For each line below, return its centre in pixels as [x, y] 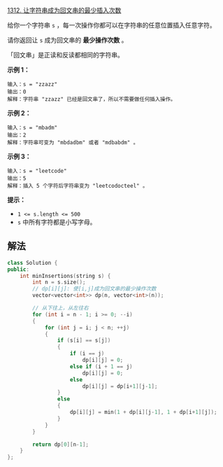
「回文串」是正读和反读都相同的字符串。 [65, 55]
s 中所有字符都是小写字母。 [57, 222]
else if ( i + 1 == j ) [101, 366]
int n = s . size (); [59, 282]
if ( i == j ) [87, 354]
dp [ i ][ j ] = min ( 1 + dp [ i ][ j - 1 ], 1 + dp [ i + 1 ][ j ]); [144, 412]
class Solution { [33, 263]
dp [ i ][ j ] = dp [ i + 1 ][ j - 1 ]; [120, 386]
